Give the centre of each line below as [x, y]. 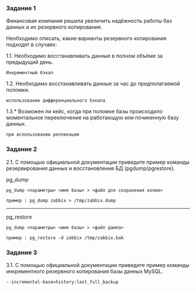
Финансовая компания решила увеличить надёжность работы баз [89, 21]
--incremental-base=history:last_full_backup [62, 282]
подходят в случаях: [32, 44]
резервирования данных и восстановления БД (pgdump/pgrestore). [90, 168]
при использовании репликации [43, 135]
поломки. [18, 90]
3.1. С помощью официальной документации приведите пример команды [98, 265]
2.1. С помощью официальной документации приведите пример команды [98, 162]
